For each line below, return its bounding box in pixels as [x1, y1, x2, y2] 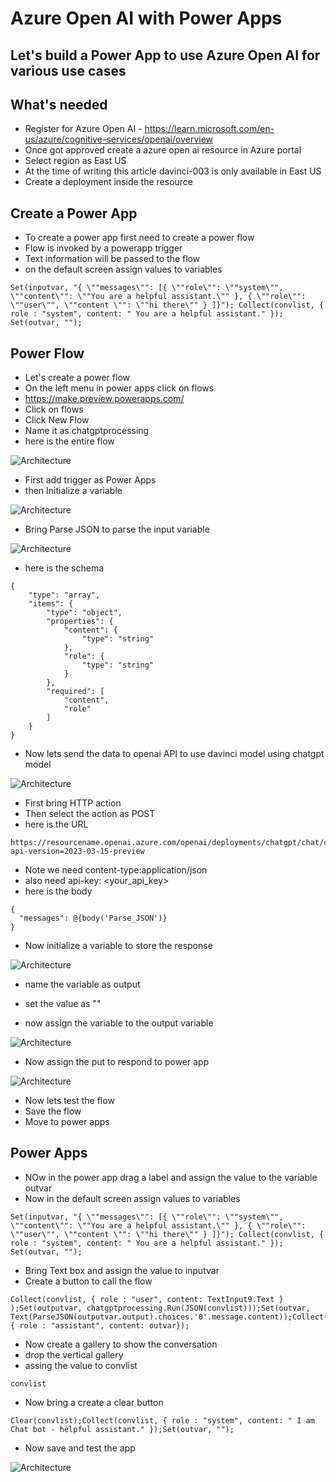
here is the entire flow [24, 435, 115, 447]
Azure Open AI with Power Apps [10, 7, 283, 30]
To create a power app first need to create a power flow [24, 232, 255, 244]
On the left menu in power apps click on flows [24, 382, 215, 394]
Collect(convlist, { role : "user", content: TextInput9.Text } [10, 1294, 284, 1304]
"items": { [28, 599, 74, 609]
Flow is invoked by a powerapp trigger [24, 242, 183, 254]
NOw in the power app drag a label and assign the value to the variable [24, 1171, 318, 1183]
